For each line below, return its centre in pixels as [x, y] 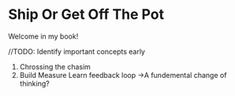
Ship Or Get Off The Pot [86, 15]
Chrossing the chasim [55, 66]
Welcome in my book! [43, 36]
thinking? [34, 83]
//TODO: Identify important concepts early [77, 51]
